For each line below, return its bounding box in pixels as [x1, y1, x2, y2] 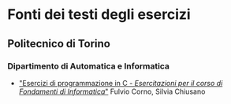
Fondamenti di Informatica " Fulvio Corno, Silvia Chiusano [18, 87, 206, 96]
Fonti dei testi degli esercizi [7, 6, 191, 24]
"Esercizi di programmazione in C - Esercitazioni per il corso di [18, 78, 223, 87]
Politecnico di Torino [7, 37, 111, 50]
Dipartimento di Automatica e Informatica [7, 61, 170, 72]
